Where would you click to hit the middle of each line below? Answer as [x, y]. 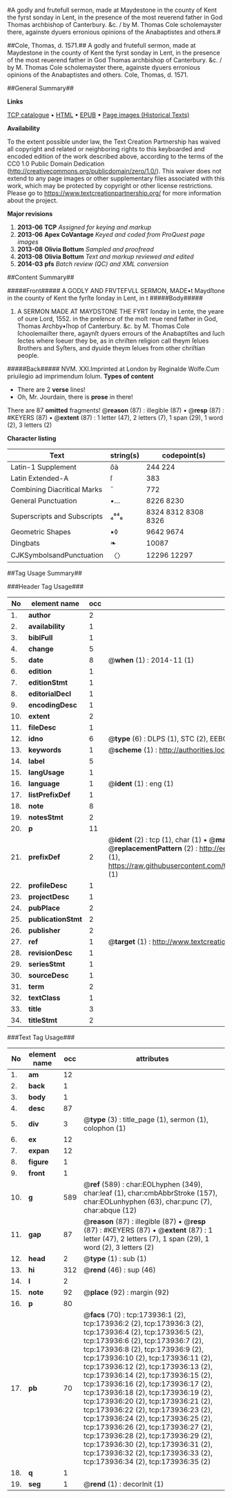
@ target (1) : [129, 941]
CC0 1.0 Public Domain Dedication [56, 164]
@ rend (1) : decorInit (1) [124, 1484]
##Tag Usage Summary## [45, 573]
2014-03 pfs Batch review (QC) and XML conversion [93, 264]
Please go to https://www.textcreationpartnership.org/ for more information [114, 193]
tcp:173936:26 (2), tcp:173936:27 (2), [148, 1427]
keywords [45, 750]
